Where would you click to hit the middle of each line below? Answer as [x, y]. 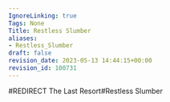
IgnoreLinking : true [43, 16]
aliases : [23, 38]
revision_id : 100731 [43, 68]
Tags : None [26, 23]
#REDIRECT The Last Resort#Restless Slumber [85, 91]
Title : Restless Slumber [50, 31]
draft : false [30, 53]
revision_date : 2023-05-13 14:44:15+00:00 [80, 61]
